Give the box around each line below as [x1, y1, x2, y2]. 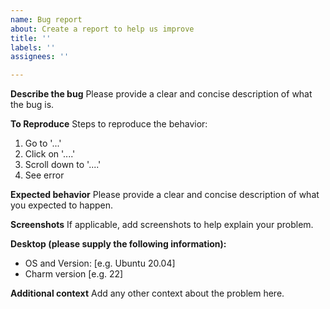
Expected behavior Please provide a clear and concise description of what [10, 189, 320, 201]
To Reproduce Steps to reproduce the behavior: [10, 118, 208, 130]
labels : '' [10, 42, 56, 53]
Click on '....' [24, 148, 76, 160]
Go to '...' [24, 137, 62, 150]
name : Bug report [10, 14, 83, 25]
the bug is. [10, 99, 55, 111]
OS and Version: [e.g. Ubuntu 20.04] [24, 257, 176, 270]
